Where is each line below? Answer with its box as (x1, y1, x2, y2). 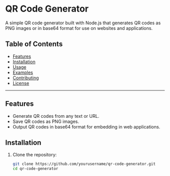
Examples (12, 69, 33, 75)
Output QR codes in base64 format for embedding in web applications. (12, 123, 160, 129)
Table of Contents (5, 40, 63, 49)
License (12, 80, 29, 86)
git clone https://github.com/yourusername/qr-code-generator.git (12, 161, 156, 167)
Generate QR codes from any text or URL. (12, 113, 100, 119)
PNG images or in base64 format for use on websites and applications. (5, 25, 153, 31)
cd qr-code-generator (12, 166, 58, 171)
